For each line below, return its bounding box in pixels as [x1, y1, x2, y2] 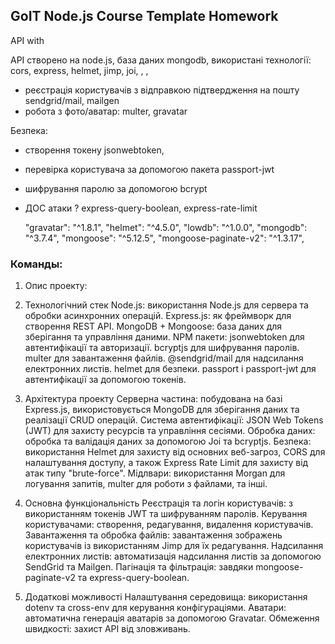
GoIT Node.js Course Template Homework [10, 8, 279, 25]
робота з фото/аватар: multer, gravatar [24, 105, 188, 117]
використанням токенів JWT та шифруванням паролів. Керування [24, 508, 308, 520]
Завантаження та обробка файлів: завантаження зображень [24, 529, 283, 541]
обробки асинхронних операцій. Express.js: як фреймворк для [24, 310, 292, 322]
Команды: [10, 257, 63, 271]
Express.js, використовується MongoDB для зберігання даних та [24, 404, 300, 416]
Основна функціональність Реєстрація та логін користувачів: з [24, 497, 293, 509]
